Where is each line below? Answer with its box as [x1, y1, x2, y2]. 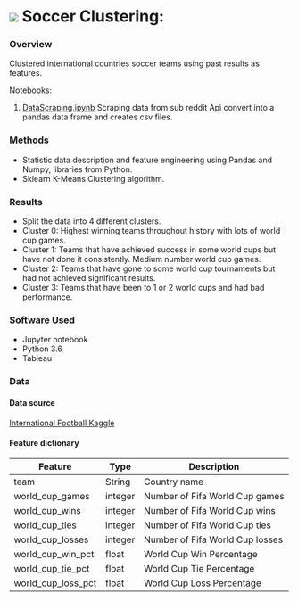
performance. [21, 292, 73, 302]
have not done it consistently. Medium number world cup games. [21, 254, 261, 265]
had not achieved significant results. [21, 273, 156, 284]
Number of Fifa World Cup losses [144, 533, 284, 546]
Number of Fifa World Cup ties [144, 519, 272, 531]
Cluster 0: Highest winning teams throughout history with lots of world [21, 226, 281, 236]
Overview [9, 38, 53, 51]
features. [9, 68, 43, 78]
